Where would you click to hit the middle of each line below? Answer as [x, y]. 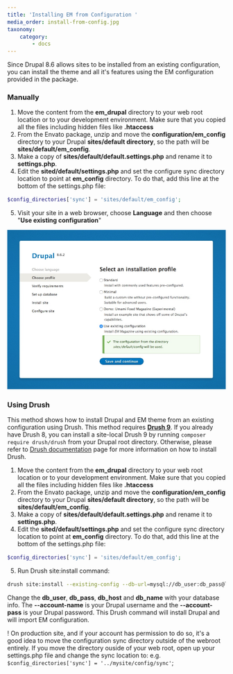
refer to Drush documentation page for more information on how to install [112, 449]
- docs [42, 44]
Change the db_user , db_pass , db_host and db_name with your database [113, 598]
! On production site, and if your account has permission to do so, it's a [109, 633]
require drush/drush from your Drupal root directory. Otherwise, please [110, 442]
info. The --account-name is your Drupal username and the [93, 605]
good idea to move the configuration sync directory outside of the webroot [114, 641]
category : [34, 37]
